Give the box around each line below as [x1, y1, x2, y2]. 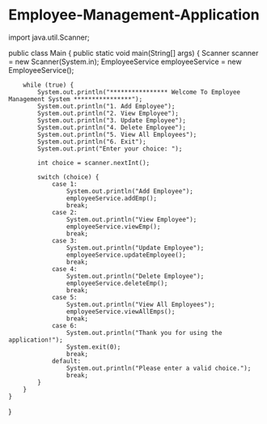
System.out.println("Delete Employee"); [66, 272, 205, 280]
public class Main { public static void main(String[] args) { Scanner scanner [8, 48, 259, 57]
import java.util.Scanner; [8, 32, 91, 42]
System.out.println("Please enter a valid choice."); [66, 364, 252, 372]
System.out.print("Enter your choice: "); [37, 144, 183, 153]
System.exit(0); [66, 342, 121, 351]
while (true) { [23, 81, 74, 89]
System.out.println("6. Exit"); [37, 138, 147, 146]
